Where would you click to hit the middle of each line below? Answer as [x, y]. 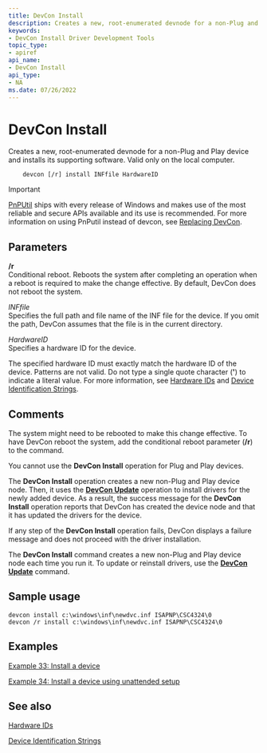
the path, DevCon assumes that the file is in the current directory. [116, 324]
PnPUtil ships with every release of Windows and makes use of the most [127, 205]
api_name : [25, 61]
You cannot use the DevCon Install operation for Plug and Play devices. [126, 466]
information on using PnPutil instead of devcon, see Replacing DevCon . [126, 222]
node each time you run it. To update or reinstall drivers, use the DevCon [128, 563]
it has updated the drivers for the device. [75, 515]
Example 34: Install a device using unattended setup [94, 681]
